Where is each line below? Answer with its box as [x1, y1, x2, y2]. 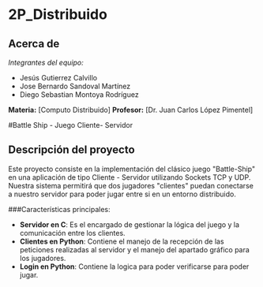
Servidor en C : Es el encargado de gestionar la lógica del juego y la [19, 219, 239, 229]
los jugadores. [19, 253, 66, 263]
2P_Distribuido [8, 6, 108, 24]
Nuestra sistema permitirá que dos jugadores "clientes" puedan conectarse [8, 181, 254, 190]
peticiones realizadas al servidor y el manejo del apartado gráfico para [19, 244, 250, 254]
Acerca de [8, 37, 60, 50]
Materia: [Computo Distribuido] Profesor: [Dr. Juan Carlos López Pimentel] [8, 105, 254, 114]
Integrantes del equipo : [8, 58, 85, 67]
